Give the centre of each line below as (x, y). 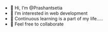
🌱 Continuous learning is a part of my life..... (57, 19)
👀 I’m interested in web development (49, 13)
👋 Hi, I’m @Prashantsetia (36, 8)
